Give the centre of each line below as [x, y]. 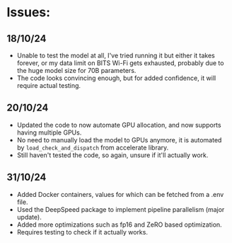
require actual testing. [49, 85]
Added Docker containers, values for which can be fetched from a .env [120, 194]
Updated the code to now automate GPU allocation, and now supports [119, 125]
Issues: [29, 12]
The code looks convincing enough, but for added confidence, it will [116, 78]
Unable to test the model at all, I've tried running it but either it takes [116, 55]
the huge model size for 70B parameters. [76, 70]
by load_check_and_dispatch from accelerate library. [93, 147]
